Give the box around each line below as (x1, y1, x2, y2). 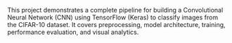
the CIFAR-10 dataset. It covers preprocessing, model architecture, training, (7, 21, 226, 28)
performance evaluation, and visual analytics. (7, 28, 139, 36)
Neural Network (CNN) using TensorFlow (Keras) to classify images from (7, 13, 219, 21)
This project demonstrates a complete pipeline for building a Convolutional (7, 6, 224, 14)
